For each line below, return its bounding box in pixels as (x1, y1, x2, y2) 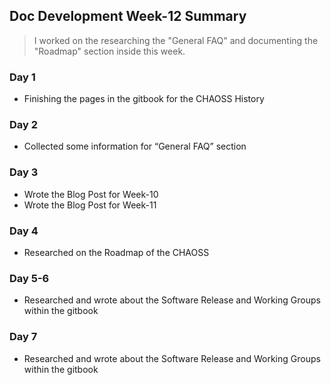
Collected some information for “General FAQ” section (23, 140, 247, 153)
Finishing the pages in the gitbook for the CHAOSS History (23, 93, 265, 105)
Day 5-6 (9, 271, 50, 285)
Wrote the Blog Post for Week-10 (23, 188, 159, 200)
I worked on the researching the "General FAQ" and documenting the (33, 34, 319, 46)
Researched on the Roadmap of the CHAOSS (23, 247, 210, 258)
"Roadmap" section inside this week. (33, 45, 186, 57)
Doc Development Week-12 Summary (9, 8, 247, 25)
